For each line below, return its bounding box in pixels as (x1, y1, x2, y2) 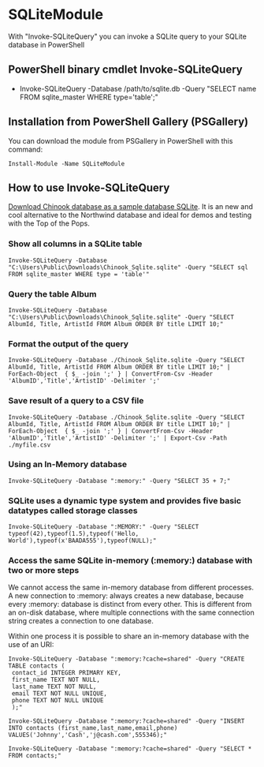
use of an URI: (8, 640, 54, 649)
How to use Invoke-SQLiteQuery (8, 181, 170, 194)
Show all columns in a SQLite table (8, 238, 143, 249)
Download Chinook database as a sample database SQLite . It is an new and (8, 202, 254, 211)
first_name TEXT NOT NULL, (11, 676, 101, 684)
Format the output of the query (8, 338, 128, 349)
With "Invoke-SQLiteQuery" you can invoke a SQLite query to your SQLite (8, 32, 247, 41)
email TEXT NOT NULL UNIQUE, (11, 690, 108, 698)
